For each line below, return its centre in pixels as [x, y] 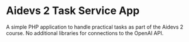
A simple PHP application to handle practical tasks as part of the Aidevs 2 [94, 27]
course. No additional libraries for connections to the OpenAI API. [85, 33]
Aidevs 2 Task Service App [73, 11]
